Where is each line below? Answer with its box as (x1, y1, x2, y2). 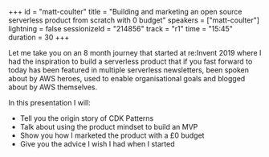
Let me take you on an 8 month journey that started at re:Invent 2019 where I (8, 48, 262, 57)
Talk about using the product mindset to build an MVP (19, 122, 198, 131)
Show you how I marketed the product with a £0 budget (19, 130, 205, 140)
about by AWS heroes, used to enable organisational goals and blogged (8, 74, 246, 83)
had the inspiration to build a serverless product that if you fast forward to (8, 56, 253, 66)
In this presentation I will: (8, 98, 91, 107)
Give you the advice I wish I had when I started (19, 139, 175, 148)
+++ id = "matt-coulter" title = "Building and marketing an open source (8, 7, 243, 16)
